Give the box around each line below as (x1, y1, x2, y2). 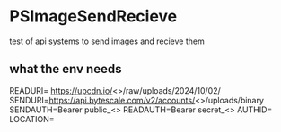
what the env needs (9, 62, 122, 77)
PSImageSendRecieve (9, 6, 178, 27)
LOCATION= (9, 113, 55, 124)
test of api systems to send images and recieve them (9, 36, 205, 46)
